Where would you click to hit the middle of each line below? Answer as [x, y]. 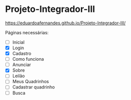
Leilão [18, 76]
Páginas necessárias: [27, 32]
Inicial [18, 42]
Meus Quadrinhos [31, 82]
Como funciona [28, 59]
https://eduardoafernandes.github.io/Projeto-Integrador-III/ [65, 23]
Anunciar [22, 65]
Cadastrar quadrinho [33, 87]
